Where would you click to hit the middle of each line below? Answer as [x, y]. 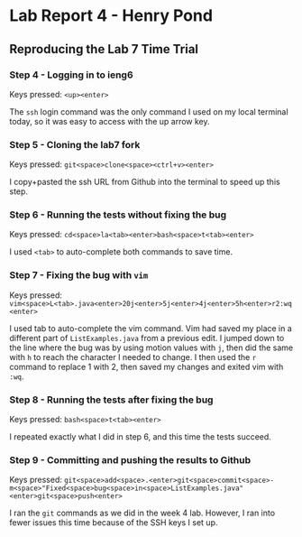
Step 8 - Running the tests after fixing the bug [111, 400]
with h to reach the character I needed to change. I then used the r [133, 356]
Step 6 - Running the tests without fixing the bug [118, 215]
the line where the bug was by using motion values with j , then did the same [151, 347]
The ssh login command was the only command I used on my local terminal [149, 111]
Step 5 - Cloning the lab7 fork [75, 144]
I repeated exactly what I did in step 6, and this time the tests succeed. [141, 437]
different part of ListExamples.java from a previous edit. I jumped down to [147, 338]
